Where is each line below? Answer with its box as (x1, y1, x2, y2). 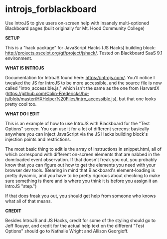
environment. (5, 55, 32, 61)
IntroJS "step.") (5, 183, 37, 189)
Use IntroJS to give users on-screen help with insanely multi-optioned (5, 20, 150, 26)
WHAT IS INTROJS (5, 65, 44, 71)
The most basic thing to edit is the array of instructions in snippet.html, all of (5, 146, 162, 152)
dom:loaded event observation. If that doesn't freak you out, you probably (5, 156, 157, 163)
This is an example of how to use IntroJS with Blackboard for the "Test (5, 120, 150, 126)
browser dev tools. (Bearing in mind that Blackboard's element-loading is (5, 167, 156, 173)
